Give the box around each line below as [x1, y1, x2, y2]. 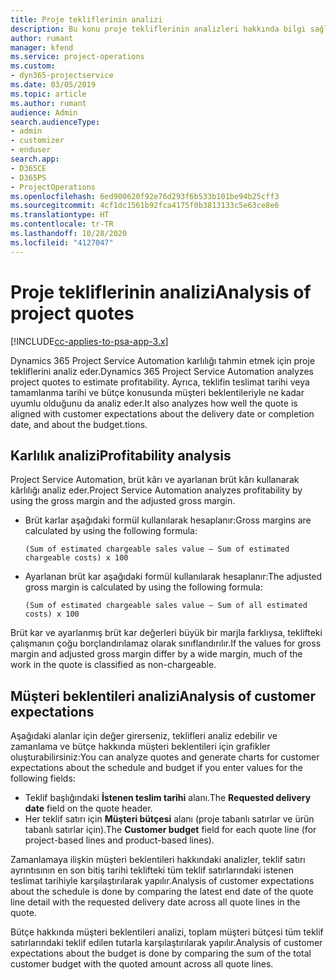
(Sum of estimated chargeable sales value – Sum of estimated [24, 544, 290, 555]
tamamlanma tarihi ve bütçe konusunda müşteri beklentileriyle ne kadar [10, 386, 305, 398]
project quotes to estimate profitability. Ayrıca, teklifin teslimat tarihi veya [10, 376, 310, 388]
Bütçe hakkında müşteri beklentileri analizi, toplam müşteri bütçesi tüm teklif [10, 926, 324, 938]
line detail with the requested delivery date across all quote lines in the [10, 896, 301, 908]
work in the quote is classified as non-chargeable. [10, 659, 217, 671]
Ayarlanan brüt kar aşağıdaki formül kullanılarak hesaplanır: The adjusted [24, 571, 323, 583]
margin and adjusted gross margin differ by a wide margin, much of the [10, 648, 303, 660]
